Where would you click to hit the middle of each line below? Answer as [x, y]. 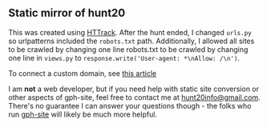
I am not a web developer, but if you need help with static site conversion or [133, 89]
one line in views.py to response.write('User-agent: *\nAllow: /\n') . [124, 58]
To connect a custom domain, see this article [83, 73]
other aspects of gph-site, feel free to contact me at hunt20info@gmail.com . [134, 97]
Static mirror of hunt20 [67, 13]
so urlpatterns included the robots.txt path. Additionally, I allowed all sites [131, 41]
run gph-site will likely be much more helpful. [83, 114]
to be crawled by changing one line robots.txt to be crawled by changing [128, 49]
